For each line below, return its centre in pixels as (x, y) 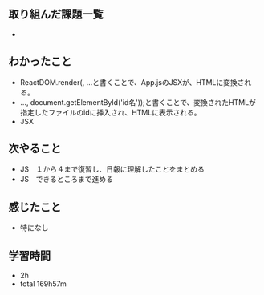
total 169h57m (43, 284)
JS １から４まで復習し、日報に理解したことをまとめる (112, 169)
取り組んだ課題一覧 (56, 14)
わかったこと (40, 61)
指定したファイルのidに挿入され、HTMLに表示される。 (110, 112)
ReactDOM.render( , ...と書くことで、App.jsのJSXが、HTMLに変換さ (132, 82)
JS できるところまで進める (67, 180)
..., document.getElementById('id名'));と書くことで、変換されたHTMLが (138, 102)
